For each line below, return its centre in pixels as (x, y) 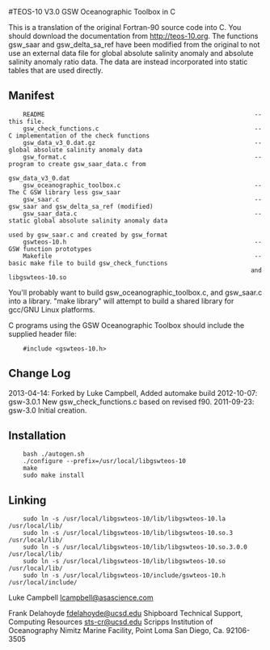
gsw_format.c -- (143, 157)
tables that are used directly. (56, 70)
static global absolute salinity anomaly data (88, 221)
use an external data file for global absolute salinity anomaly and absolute (131, 53)
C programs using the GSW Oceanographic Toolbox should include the (127, 325)
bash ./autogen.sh (54, 454)
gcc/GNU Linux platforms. (52, 309)
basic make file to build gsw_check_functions (88, 263)
